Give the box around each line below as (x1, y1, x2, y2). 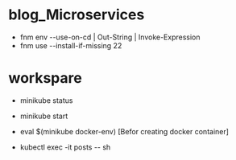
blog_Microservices (8, 6, 145, 24)
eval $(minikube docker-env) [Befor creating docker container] (19, 126, 230, 136)
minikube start (19, 111, 68, 121)
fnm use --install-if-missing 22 (19, 40, 122, 50)
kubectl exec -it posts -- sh (19, 142, 111, 152)
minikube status (19, 95, 73, 105)
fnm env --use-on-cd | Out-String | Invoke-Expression (19, 32, 201, 42)
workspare (8, 69, 82, 88)
